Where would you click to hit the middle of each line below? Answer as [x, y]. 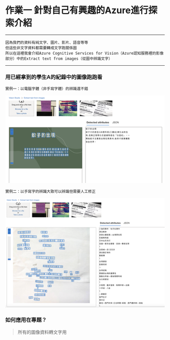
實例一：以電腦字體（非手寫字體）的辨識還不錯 [47, 89]
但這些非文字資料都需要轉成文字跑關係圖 [41, 48]
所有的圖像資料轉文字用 [42, 332]
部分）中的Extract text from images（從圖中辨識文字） [59, 59]
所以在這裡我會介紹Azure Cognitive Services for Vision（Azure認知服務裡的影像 [84, 53]
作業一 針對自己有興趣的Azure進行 [77, 10]
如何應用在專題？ [26, 320]
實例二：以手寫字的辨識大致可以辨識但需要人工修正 [51, 191]
